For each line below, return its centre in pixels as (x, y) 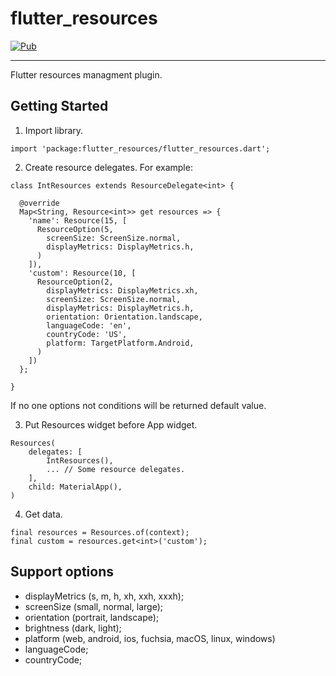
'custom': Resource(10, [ (82, 273)
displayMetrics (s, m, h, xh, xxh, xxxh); (104, 596)
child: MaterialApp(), (75, 487)
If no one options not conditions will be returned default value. (138, 405)
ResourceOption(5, (75, 229)
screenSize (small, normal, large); (94, 606)
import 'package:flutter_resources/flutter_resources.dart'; (140, 148)
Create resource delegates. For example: (108, 167)
